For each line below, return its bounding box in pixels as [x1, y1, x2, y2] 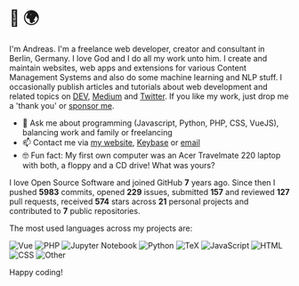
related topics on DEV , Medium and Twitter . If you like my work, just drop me [9, 91, 289, 102]
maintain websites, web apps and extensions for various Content [9, 62, 247, 73]
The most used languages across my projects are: [9, 223, 193, 233]
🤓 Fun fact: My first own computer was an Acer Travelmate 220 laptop [21, 150, 281, 160]
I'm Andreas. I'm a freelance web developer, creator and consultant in [9, 43, 265, 54]
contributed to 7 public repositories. [9, 205, 141, 216]
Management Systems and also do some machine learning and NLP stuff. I [9, 71, 283, 82]
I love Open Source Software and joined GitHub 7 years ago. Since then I [9, 176, 276, 188]
